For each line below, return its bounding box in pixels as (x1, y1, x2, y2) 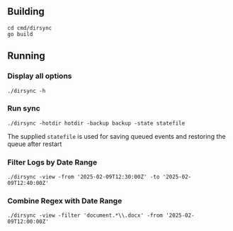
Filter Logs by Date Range (7, 157, 98, 167)
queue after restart (7, 140, 62, 148)
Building (7, 6, 45, 18)
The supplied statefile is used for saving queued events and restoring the (7, 132, 226, 140)
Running (7, 50, 46, 62)
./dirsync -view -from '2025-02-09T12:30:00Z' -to (7, 174, 160, 181)
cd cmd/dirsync (7, 24, 52, 31)
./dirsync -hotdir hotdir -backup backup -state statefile (7, 120, 186, 127)
